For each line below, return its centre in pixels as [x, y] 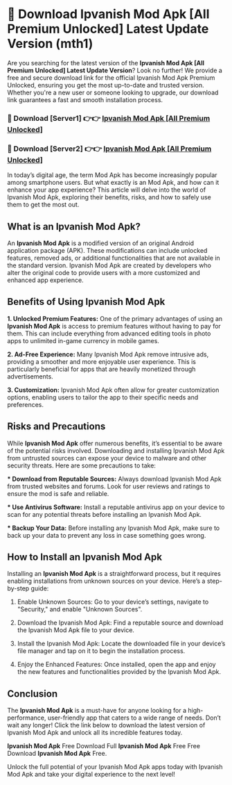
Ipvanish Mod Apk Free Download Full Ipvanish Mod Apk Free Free [104, 746]
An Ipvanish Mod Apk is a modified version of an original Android [101, 243]
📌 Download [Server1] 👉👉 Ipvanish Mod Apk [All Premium [109, 118]
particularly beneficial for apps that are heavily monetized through [101, 369]
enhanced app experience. [46, 280]
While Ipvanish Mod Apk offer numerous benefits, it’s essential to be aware [115, 443]
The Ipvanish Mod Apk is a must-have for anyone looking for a [97, 711]
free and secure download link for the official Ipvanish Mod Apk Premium [111, 77]
